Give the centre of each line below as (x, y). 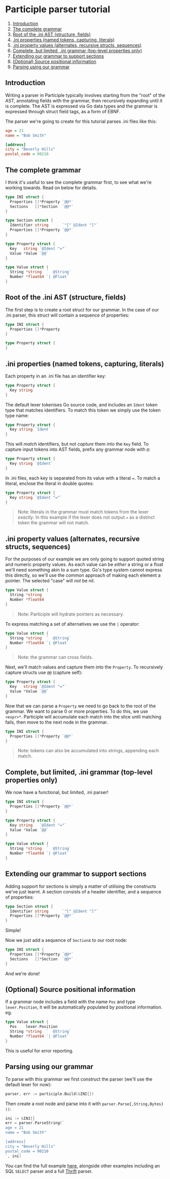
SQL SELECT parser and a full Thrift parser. (49, 1171)
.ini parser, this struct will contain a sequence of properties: (67, 315)
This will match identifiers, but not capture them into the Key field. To (77, 444)
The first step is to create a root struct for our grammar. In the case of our (82, 310)
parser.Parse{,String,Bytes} (133, 1104)
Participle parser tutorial (58, 9)
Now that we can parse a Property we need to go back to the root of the (81, 706)
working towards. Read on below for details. (51, 188)
